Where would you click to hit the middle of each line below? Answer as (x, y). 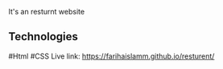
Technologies (43, 37)
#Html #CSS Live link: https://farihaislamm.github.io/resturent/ (111, 56)
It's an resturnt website (47, 12)
